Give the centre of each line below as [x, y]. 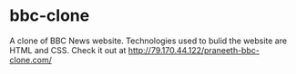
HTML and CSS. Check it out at [68, 50]
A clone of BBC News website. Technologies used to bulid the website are [148, 41]
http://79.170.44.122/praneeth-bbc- [194, 50]
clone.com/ [31, 60]
